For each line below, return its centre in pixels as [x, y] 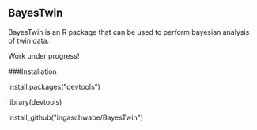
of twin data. [29, 40]
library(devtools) [35, 101]
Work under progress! [44, 55]
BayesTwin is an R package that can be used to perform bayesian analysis [129, 32]
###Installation [32, 71]
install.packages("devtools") [55, 86]
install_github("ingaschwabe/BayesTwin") [76, 117]
